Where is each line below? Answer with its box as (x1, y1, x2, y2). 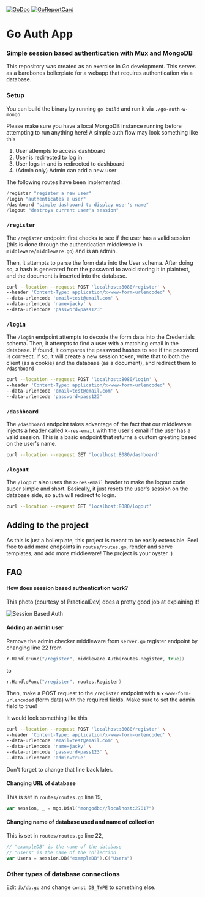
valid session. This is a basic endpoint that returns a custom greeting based (6, 434, 197, 441)
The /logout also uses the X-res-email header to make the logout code (6, 479, 185, 486)
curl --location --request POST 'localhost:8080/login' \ (6, 377, 157, 383)
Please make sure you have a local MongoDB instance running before (6, 122, 182, 130)
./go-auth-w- (155, 106, 188, 113)
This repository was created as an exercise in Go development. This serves (6, 63, 196, 70)
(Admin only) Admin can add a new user (15, 166, 117, 174)
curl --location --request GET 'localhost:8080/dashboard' (6, 452, 160, 458)
